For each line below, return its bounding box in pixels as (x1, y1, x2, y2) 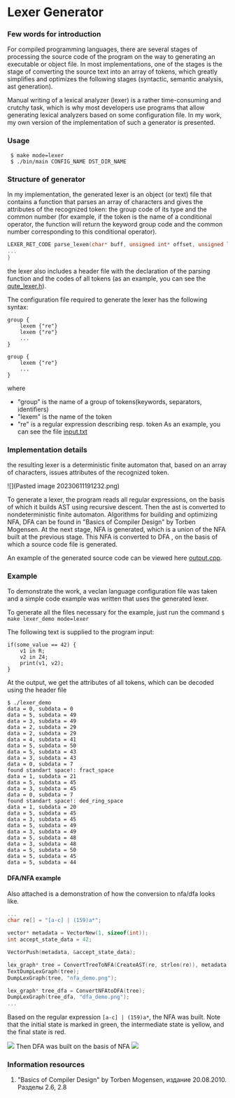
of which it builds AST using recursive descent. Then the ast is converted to (7, 503, 226, 511)
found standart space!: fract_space (7, 767, 114, 774)
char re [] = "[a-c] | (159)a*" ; (7, 917, 101, 924)
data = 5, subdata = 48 (7, 834, 77, 842)
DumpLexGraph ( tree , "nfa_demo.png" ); (7, 975, 117, 982)
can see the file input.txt (17, 427, 87, 436)
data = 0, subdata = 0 (7, 706, 73, 713)
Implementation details (7, 445, 87, 455)
